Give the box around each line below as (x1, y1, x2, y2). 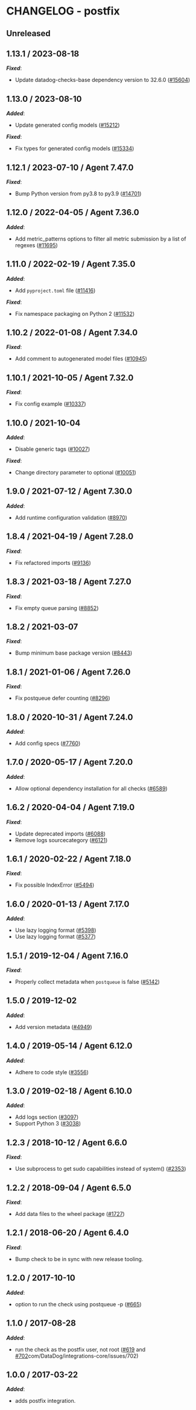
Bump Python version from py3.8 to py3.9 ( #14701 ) (14, 190, 142, 197)
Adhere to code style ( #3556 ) (14, 1068, 89, 1075)
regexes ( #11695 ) (14, 241, 58, 248)
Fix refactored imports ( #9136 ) (14, 559, 92, 566)
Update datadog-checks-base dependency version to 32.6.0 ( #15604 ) (14, 77, 191, 84)
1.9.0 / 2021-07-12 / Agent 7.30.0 (6, 486, 133, 497)
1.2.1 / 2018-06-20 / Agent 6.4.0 (6, 1228, 129, 1238)
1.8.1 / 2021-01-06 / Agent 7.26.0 (6, 667, 131, 677)
